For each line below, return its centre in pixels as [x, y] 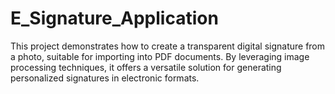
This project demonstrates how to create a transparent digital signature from [168, 46]
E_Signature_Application [114, 18]
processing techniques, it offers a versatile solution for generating [146, 67]
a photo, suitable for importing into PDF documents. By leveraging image [160, 56]
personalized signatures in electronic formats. [105, 78]
